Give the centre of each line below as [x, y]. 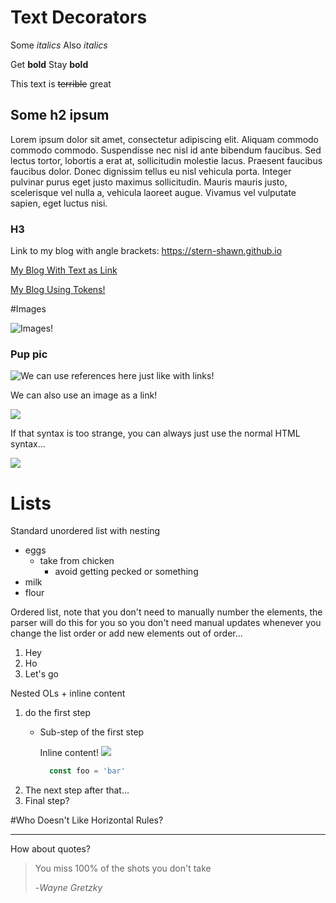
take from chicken [77, 561]
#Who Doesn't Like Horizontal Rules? [87, 820]
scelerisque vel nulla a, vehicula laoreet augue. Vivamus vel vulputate [153, 192]
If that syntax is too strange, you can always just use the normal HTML [155, 433]
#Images [28, 309]
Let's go [41, 674]
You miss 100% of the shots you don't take [123, 868]
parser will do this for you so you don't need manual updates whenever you [166, 623]
